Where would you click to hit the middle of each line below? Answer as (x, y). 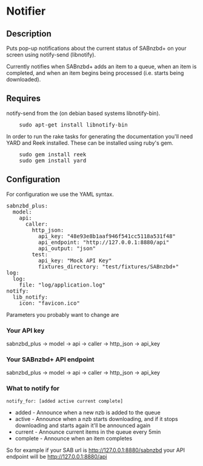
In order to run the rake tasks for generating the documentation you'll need (100, 136)
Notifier (26, 11)
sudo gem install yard (53, 160)
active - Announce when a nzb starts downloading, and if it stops (96, 419)
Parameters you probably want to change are (63, 315)
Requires (24, 99)
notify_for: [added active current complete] (65, 401)
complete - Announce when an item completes (73, 438)
